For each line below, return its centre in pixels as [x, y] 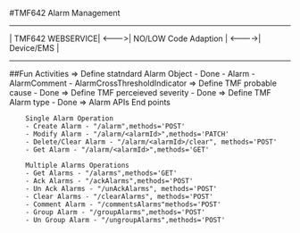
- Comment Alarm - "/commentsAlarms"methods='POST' [123, 204]
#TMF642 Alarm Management [65, 13]
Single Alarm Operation [70, 119]
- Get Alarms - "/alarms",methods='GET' [101, 173]
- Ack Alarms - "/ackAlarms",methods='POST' [109, 181]
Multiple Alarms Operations [77, 165]
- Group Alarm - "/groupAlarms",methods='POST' [115, 212]
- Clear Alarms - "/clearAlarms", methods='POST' [120, 196]
